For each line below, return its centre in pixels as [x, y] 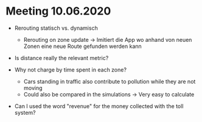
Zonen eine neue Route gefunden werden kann [83, 46]
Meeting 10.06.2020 [58, 11]
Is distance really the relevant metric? [61, 58]
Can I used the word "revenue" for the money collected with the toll [99, 106]
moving [33, 88]
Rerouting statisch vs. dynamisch [56, 28]
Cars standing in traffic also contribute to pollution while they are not [110, 81]
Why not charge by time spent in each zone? [71, 69]
